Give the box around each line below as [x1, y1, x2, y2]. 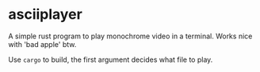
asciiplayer [8, 5, 83, 23]
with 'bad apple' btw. [8, 39, 77, 49]
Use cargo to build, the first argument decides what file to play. [8, 55, 213, 64]
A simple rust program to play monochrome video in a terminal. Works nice [8, 31, 253, 41]
